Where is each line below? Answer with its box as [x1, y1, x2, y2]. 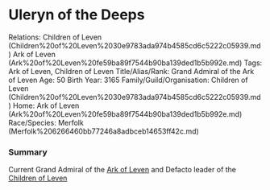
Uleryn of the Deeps [8, 6, 145, 24]
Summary [8, 147, 48, 158]
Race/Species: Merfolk [8, 118, 85, 127]
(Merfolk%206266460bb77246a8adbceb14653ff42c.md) [8, 126, 199, 136]
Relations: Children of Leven [8, 32, 102, 42]
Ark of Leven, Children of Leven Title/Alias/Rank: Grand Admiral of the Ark [8, 66, 255, 76]
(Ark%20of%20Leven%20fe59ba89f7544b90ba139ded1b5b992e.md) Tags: [8, 58, 263, 68]
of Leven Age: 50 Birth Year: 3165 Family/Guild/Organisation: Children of [8, 75, 248, 85]
